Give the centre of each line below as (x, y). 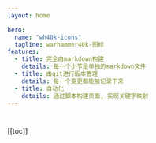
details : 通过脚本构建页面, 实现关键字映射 (85, 96)
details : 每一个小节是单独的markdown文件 (84, 67)
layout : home (29, 15)
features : (24, 52)
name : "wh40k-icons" (48, 37)
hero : (16, 30)
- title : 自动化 (39, 88)
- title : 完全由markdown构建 (59, 59)
